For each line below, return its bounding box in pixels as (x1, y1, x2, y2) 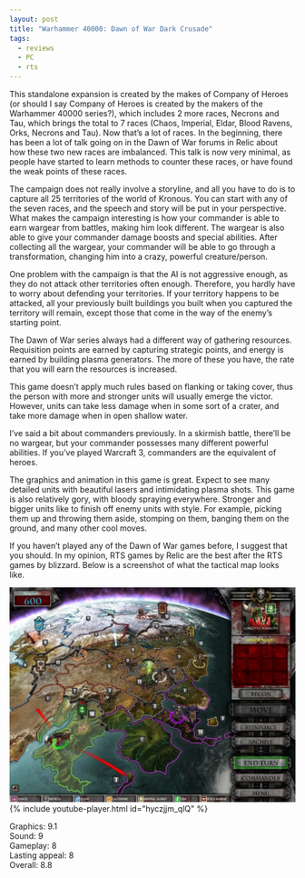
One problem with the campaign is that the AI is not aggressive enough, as (9, 269, 289, 279)
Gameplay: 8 (9, 841, 57, 851)
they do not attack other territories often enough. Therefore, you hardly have (9, 278, 296, 289)
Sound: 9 (9, 831, 44, 841)
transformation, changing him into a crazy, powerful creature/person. (9, 251, 268, 262)
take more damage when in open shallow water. (9, 410, 189, 421)
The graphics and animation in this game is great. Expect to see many (9, 474, 271, 485)
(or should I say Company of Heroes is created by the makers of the (9, 98, 263, 109)
